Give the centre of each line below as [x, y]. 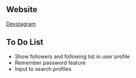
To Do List [25, 43]
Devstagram [21, 23]
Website [22, 10]
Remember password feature [50, 62]
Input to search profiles [43, 69]
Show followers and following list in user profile [72, 56]
